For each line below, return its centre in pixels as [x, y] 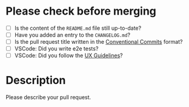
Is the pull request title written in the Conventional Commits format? [98, 42]
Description [36, 81]
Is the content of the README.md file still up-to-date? [78, 28]
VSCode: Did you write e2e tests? [56, 49]
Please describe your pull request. [48, 97]
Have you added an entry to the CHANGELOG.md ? [72, 35]
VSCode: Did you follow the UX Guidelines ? [68, 55]
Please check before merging [81, 11]
